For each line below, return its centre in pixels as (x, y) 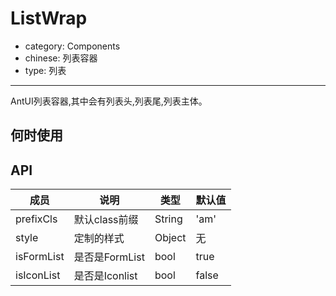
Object (170, 238)
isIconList (38, 275)
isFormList (40, 257)
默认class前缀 (106, 220)
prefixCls (36, 219)
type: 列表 (45, 70)
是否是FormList (109, 257)
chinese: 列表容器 (61, 58)
